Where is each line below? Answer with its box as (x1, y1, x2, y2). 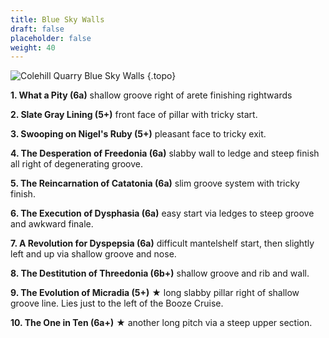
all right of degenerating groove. (10, 158, 144, 170)
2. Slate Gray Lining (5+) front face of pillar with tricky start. (10, 109, 258, 121)
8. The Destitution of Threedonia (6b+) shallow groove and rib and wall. (10, 267, 310, 280)
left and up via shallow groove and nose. (10, 248, 177, 260)
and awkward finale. (10, 218, 94, 230)
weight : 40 (10, 42, 56, 53)
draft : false (10, 24, 65, 34)
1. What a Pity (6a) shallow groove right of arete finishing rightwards (10, 89, 293, 101)
